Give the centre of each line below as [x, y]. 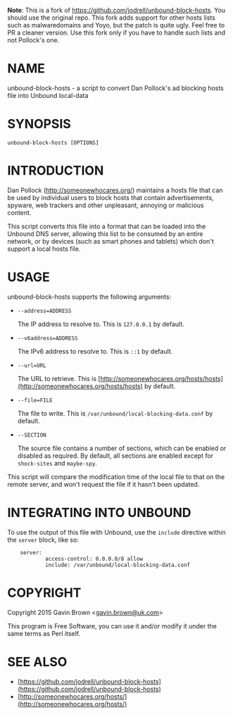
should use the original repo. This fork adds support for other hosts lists [112, 18]
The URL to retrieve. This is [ [59, 378]
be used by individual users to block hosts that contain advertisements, [111, 197]
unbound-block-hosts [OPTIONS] [53, 143]
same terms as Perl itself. [44, 633]
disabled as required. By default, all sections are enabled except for [115, 455]
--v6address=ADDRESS [48, 338]
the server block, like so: [43, 540]
